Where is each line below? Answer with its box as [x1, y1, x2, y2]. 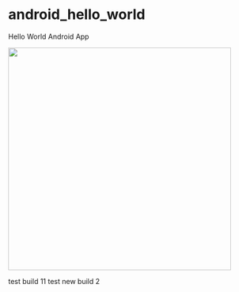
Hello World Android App [8, 32, 89, 41]
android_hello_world [8, 6, 146, 24]
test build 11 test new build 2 [8, 276, 101, 286]
